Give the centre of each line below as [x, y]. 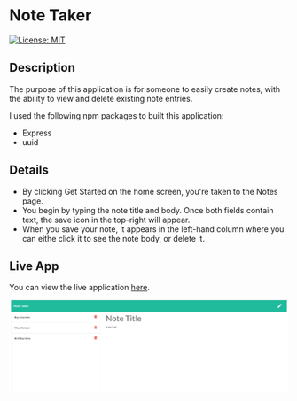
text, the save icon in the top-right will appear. [106, 220]
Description [42, 68]
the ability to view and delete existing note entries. [101, 98]
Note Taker [51, 15]
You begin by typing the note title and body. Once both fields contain [148, 210]
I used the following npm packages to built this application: [117, 115]
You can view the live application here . [80, 288]
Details [29, 170]
